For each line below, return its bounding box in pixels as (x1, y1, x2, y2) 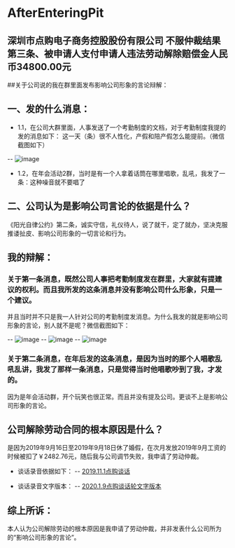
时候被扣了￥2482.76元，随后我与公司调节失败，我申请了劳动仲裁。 (7, 452, 203, 460)
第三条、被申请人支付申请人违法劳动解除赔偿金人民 (7, 48, 228, 60)
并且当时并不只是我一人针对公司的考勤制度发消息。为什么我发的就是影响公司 (7, 313, 228, 321)
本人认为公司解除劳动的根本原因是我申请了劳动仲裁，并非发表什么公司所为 (7, 524, 222, 533)
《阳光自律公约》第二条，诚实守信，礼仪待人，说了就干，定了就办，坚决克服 (7, 220, 228, 228)
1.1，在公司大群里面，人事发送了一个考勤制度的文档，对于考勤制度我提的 (17, 123, 227, 131)
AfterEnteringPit (7, 5, 104, 21)
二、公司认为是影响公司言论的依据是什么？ (7, 200, 191, 212)
